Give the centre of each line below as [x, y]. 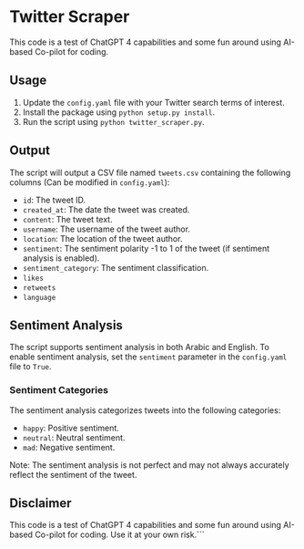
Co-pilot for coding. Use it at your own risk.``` [120, 534]
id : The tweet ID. [54, 200]
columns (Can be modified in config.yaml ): [90, 182]
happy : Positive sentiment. [71, 428]
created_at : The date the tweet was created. [106, 209]
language [39, 297]
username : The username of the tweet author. [106, 229]
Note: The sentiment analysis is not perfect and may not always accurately [149, 465]
